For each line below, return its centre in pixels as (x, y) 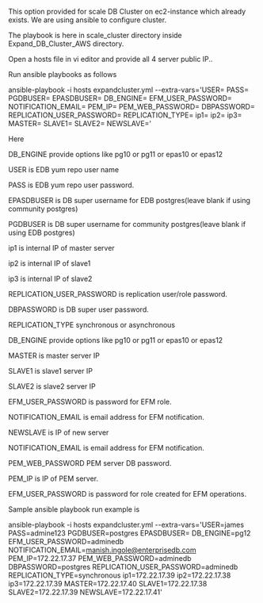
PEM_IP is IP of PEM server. (53, 478)
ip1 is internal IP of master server (61, 248)
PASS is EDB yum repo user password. (71, 185)
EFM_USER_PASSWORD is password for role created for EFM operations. (128, 494)
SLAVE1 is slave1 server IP (51, 371)
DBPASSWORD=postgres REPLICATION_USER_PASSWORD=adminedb (123, 567)
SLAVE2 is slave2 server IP (52, 386)
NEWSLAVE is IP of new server (59, 432)
